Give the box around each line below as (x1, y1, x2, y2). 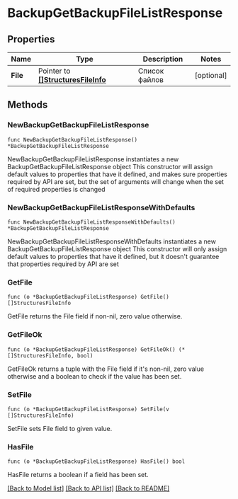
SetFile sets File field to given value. (7, 424, 113, 432)
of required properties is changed (7, 185, 106, 193)
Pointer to (38, 66, 71, 76)
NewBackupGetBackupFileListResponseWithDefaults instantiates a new (7, 237, 216, 246)
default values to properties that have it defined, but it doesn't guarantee (7, 252, 220, 260)
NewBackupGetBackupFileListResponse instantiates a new (7, 154, 179, 164)
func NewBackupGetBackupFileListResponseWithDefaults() (7, 218, 176, 226)
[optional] (194, 71, 227, 80)
